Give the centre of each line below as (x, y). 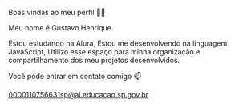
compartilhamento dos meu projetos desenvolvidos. (94, 60)
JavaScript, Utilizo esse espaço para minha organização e (104, 52)
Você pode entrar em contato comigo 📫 (75, 76)
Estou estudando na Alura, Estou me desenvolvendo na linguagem (118, 43)
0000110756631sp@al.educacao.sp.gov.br (79, 95)
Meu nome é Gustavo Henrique (60, 28)
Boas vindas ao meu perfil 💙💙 (57, 12)
